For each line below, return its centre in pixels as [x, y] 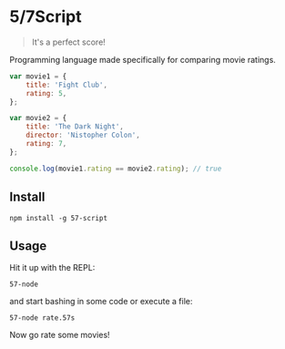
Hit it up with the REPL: [52, 268]
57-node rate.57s [42, 318]
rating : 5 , [46, 93]
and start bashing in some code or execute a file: [101, 302]
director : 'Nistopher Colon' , [83, 135]
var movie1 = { [38, 76]
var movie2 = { [38, 118]
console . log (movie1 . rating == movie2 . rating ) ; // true [116, 169]
